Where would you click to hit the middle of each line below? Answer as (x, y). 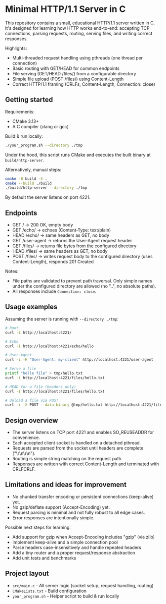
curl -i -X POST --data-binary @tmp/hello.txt (54, 405)
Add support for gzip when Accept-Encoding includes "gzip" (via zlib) (83, 537)
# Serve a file (21, 369)
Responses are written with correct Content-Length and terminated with (85, 464)
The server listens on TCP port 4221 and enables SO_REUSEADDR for (83, 433)
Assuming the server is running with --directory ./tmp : (62, 319)
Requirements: (20, 111)
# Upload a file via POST (32, 400)
